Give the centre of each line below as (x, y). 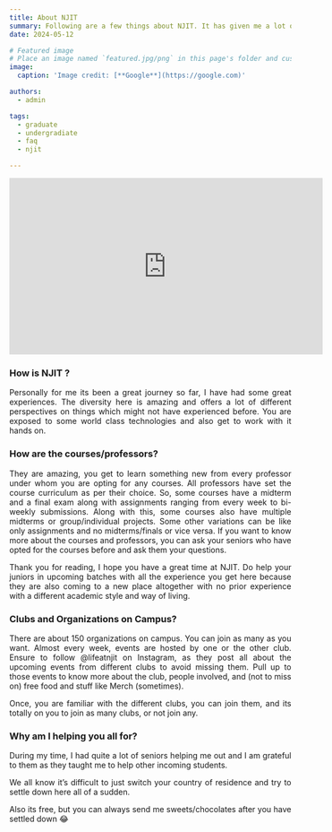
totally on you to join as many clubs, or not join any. (104, 713)
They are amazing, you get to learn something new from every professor (150, 473)
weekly (22, 511)
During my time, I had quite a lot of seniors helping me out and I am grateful (150, 756)
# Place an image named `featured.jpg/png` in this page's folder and (144, 59)
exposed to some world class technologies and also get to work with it (150, 421)
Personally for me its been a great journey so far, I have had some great (150, 393)
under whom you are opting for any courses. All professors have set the (150, 483)
